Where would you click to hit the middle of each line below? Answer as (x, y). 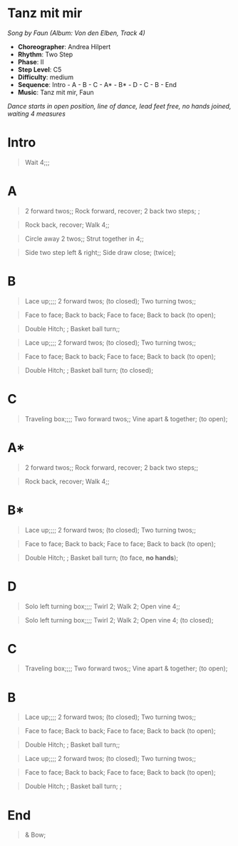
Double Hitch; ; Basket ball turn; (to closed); (89, 370)
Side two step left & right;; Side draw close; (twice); (100, 252)
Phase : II (31, 61)
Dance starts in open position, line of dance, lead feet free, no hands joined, (119, 106)
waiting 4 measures (37, 114)
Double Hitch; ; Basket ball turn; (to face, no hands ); (102, 558)
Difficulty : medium (45, 77)
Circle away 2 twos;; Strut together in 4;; (84, 238)
